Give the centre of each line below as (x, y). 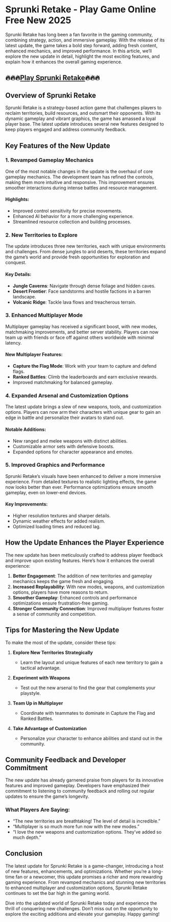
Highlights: (17, 199)
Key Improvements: (27, 504)
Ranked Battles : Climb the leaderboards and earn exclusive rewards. (85, 377)
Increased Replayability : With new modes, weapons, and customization (89, 587)
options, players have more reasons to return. (60, 592)
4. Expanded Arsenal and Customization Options (67, 395)
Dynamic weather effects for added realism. (59, 521)
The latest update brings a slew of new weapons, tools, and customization (83, 407)
